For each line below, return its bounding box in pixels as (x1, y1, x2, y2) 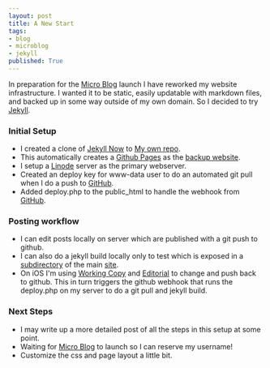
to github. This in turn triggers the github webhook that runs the (19, 277, 234, 287)
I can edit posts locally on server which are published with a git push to (19, 234, 258, 244)
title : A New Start (8, 19, 75, 28)
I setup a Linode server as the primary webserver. (19, 161, 186, 171)
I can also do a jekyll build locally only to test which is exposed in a (19, 251, 244, 261)
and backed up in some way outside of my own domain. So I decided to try (8, 96, 259, 106)
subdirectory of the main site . (19, 260, 119, 270)
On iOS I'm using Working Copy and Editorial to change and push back (19, 268, 257, 278)
